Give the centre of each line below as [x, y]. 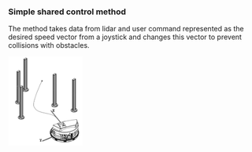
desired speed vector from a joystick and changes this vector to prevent [125, 37]
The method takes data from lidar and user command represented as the [126, 29]
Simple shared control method [67, 12]
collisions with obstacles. [49, 45]
